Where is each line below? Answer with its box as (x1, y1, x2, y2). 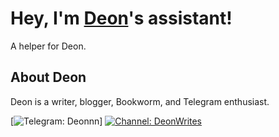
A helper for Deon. (10, 40, 87, 52)
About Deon (10, 69, 87, 86)
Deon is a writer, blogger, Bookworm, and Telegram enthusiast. (10, 95, 270, 107)
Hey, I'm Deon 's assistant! (10, 7, 233, 30)
